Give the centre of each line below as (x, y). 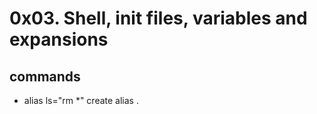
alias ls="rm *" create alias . (81, 100)
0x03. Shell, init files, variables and (158, 18)
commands (45, 76)
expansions (59, 39)
